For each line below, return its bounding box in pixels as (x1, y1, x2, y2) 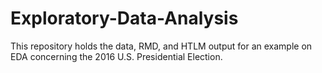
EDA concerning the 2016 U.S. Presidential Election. (10, 50, 223, 62)
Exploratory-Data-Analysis (10, 7, 239, 30)
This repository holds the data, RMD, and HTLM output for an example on (10, 40, 313, 52)
